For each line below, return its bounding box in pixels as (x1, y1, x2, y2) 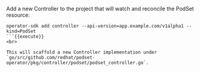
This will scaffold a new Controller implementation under (6, 49, 157, 55)
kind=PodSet (6, 28, 36, 34)
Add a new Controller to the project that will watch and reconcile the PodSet (6, 5, 194, 12)
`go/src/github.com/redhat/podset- (6, 55, 95, 61)
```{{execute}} (6, 34, 44, 40)
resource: (6, 11, 30, 19)
